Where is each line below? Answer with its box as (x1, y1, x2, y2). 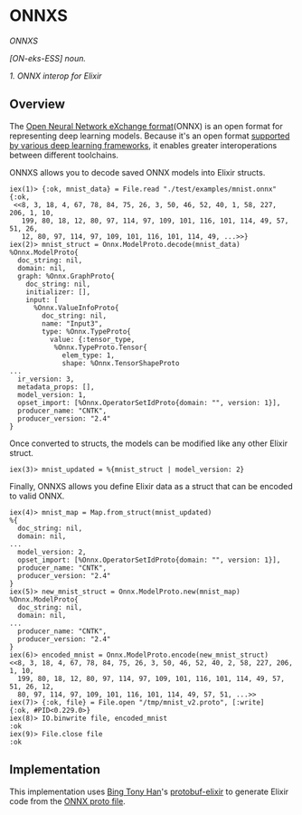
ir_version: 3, (17, 374, 75, 384)
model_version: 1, (17, 390, 88, 399)
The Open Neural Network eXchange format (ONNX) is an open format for (9, 120, 283, 131)
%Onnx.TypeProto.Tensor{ (53, 343, 147, 352)
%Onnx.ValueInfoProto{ (33, 303, 119, 312)
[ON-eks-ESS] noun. (9, 52, 87, 63)
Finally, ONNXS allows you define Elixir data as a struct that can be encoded (9, 480, 294, 491)
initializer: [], (25, 287, 91, 297)
